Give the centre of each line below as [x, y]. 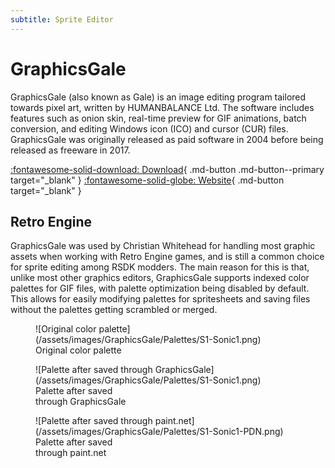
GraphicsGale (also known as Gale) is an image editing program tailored [158, 97]
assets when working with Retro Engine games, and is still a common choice [167, 257]
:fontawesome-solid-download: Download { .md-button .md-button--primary [167, 169]
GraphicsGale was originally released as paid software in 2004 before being [167, 139]
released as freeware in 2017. [70, 150]
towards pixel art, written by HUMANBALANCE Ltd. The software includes [162, 107]
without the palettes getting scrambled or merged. [114, 310]
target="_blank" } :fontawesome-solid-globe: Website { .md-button [147, 180]
